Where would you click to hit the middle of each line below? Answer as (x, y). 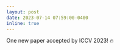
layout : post (23, 12)
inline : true (23, 23)
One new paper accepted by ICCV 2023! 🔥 (60, 41)
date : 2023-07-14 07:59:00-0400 (47, 18)
